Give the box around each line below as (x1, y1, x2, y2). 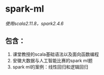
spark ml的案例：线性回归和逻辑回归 (12, 64, 88, 70)
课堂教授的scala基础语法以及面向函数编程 (12, 51, 99, 57)
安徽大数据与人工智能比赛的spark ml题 (12, 57, 93, 63)
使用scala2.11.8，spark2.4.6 (5, 20, 64, 26)
